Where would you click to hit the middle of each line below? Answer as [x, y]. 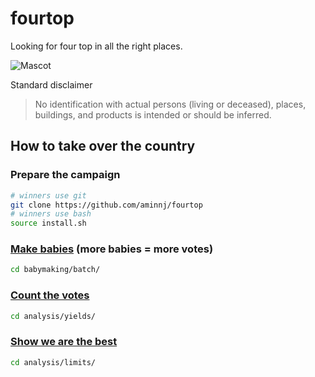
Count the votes [50, 295]
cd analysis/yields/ [53, 316]
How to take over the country [103, 146]
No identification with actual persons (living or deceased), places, [170, 104]
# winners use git [48, 195]
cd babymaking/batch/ [55, 270]
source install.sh [48, 223]
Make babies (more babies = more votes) [112, 249]
